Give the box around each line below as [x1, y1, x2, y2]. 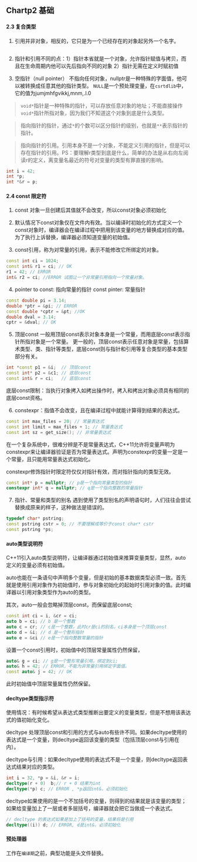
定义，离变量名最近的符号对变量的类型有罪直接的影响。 [33, 156, 167, 163]
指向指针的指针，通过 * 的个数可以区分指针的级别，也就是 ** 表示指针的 [20, 122, 188, 129]
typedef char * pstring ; [6, 516, 64, 522]
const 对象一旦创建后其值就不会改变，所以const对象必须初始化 [14, 206, 167, 213]
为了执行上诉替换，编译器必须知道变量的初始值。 [14, 234, 133, 241]
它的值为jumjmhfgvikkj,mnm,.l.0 [14, 89, 91, 96]
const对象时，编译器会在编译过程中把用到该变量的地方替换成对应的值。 [14, 226, 188, 233]
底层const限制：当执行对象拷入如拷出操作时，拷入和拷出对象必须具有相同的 [6, 387, 189, 394]
